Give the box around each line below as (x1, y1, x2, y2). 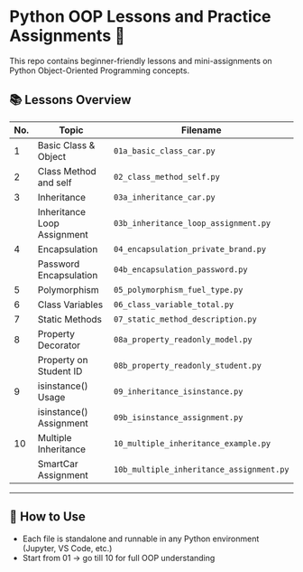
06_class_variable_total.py (114, 299, 234, 309)
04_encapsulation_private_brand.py (114, 244, 267, 254)
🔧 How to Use (9, 509, 86, 525)
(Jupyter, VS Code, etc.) (22, 542, 113, 553)
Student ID (37, 364, 83, 377)
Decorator (37, 339, 81, 352)
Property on (37, 353, 88, 366)
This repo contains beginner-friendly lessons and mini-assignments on (9, 55, 272, 66)
